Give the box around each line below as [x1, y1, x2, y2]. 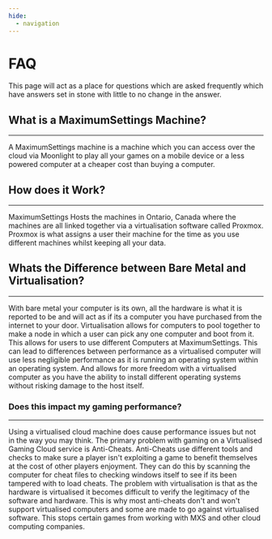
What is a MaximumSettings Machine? [8, 113, 206, 126]
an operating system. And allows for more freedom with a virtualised [8, 363, 237, 373]
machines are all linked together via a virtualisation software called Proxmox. [8, 220, 264, 231]
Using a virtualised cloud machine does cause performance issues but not [8, 427, 257, 437]
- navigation [15, 19, 60, 28]
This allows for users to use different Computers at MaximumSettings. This [8, 337, 258, 347]
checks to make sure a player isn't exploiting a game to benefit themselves [8, 453, 257, 463]
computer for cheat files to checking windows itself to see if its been [8, 470, 237, 480]
